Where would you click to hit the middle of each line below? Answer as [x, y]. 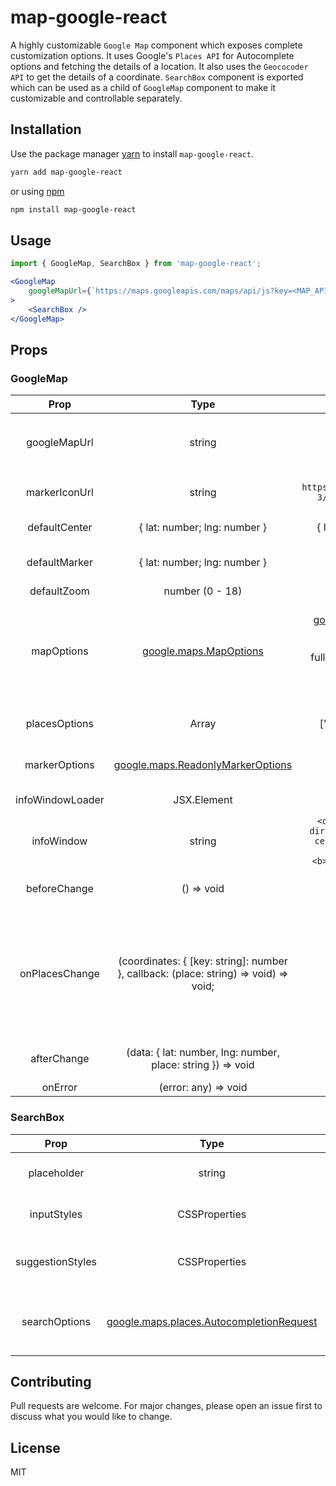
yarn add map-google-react [66, 172]
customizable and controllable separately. [96, 98]
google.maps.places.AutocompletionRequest [212, 1321]
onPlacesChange [59, 974]
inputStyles [56, 1214]
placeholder [56, 1173]
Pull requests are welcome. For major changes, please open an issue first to [166, 1406]
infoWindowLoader [60, 800]
